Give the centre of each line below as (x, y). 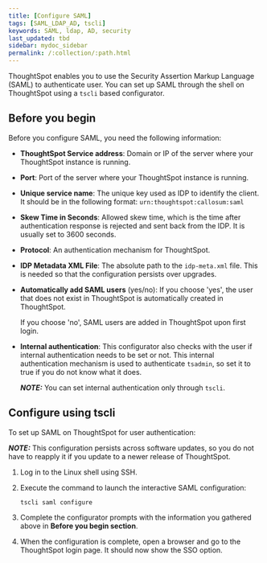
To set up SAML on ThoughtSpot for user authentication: (102, 432)
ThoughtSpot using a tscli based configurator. (86, 93)
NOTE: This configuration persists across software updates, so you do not (131, 448)
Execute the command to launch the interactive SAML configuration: (133, 487)
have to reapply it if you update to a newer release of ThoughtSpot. (119, 456)
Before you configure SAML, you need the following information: (115, 138)
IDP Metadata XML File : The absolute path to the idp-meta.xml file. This (139, 265)
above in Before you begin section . (79, 526)
